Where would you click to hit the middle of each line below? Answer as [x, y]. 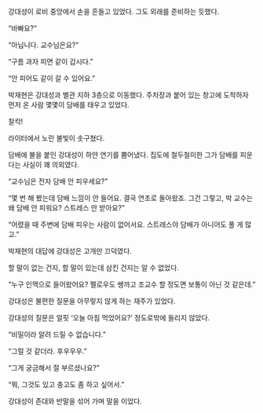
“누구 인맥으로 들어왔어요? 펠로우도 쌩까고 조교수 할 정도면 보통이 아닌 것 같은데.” [132, 284]
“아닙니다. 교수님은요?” [44, 45]
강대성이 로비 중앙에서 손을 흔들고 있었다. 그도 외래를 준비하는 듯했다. [114, 11]
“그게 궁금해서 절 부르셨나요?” [54, 368]
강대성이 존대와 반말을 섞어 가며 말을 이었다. [75, 401]
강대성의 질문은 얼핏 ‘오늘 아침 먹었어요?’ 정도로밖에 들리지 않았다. [109, 318]
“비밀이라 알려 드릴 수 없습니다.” [57, 334]
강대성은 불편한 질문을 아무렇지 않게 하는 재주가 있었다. [92, 301]
